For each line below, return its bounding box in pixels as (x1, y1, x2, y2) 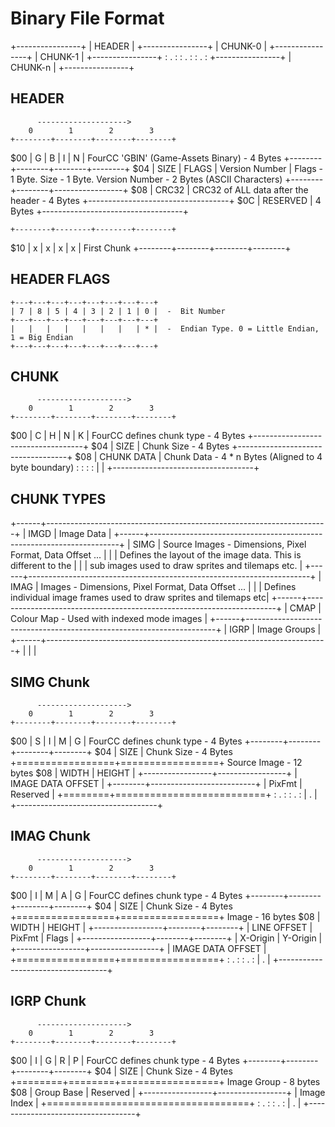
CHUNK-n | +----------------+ (10, 61, 135, 73)
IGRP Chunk (10, 993, 87, 1010)
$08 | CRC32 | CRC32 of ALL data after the (130, 183, 309, 196)
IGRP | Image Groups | (229, 623, 322, 636)
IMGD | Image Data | (28, 528, 112, 540)
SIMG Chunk (10, 673, 90, 691)
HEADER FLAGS (10, 271, 111, 288)
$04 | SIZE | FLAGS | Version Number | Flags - (132, 162, 323, 174)
